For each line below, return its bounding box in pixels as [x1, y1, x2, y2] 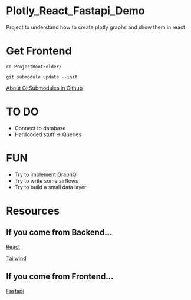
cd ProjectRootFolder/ [6, 64, 62, 70]
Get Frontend [6, 44, 72, 58]
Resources [6, 204, 60, 217]
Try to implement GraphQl [14, 171, 78, 178]
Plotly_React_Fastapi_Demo [6, 4, 145, 18]
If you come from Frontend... [6, 272, 114, 282]
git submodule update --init [6, 74, 78, 80]
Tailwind [6, 255, 27, 262]
